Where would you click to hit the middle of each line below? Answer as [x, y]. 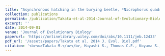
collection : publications [31, 14]
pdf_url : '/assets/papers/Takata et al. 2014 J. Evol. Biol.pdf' [73, 41]
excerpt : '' [17, 23]
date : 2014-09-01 [23, 28]
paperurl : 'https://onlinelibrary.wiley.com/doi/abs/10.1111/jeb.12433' [81, 37]
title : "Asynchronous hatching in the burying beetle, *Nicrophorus [77, 9]
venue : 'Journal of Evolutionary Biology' [49, 32]
